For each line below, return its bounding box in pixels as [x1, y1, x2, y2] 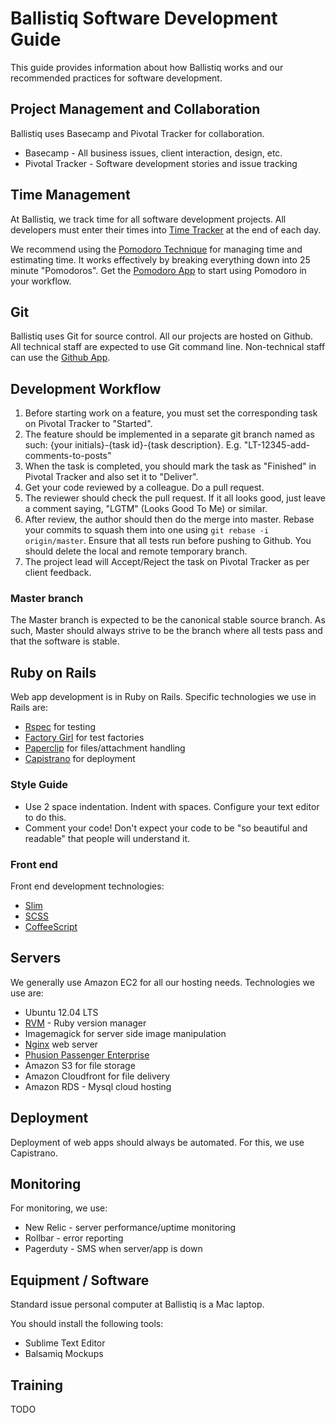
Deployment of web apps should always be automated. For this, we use [10, 1136, 305, 1148]
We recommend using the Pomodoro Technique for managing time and [10, 243, 303, 255]
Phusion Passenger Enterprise [24, 1048, 150, 1061]
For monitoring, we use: [10, 1202, 108, 1214]
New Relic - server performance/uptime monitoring [24, 1222, 237, 1234]
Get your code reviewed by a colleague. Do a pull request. [24, 482, 265, 494]
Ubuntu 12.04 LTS [24, 1006, 99, 1018]
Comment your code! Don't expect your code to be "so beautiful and [24, 822, 308, 834]
